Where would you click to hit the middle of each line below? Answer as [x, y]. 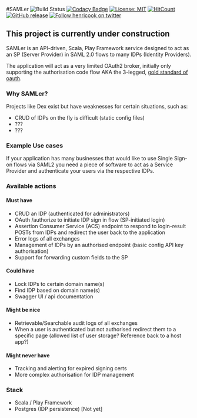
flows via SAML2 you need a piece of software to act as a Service [94, 164]
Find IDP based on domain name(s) [57, 290]
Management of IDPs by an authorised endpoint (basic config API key [99, 245]
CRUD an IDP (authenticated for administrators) [72, 213]
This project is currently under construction [88, 34]
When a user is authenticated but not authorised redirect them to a [95, 329]
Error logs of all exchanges [47, 238]
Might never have [28, 355]
